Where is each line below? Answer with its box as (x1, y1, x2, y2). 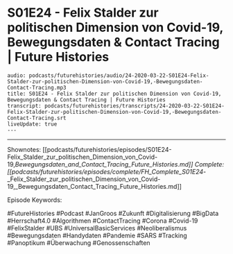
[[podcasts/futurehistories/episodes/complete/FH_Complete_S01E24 (7, 167, 204, 176)
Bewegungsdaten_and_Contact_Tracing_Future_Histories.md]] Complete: (15, 160, 224, 168)
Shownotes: (7, 145, 42, 153)
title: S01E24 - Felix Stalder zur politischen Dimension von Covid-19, (7, 90, 222, 97)
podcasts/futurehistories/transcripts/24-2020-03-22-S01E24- (44, 102, 225, 109)
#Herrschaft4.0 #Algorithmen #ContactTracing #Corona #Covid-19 (7, 217, 198, 225)
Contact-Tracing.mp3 (7, 84, 67, 91)
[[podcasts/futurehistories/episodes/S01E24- (42, 145, 172, 153)
